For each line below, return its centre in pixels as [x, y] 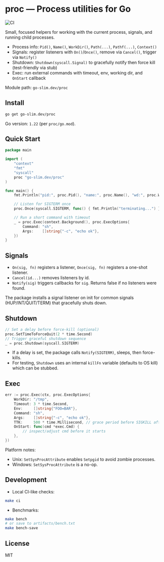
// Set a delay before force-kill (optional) [52, 329]
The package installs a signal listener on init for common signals [70, 298]
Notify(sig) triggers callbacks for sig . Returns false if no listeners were [84, 283]
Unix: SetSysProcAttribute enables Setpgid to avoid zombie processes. [84, 459]
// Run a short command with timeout [52, 218]
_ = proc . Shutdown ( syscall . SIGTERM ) [42, 343]
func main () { [20, 191]
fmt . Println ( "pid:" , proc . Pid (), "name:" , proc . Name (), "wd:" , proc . [86, 195]
